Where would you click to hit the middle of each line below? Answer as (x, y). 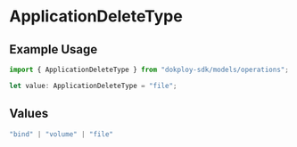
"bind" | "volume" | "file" (62, 134)
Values (29, 114)
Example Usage (54, 49)
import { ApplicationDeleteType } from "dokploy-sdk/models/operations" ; (149, 69)
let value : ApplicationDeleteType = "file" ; (93, 86)
